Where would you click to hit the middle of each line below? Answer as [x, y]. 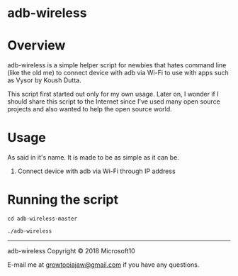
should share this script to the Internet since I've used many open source [114, 101]
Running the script [63, 200]
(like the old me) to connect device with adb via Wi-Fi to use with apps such [118, 73]
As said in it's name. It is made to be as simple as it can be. [93, 158]
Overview [36, 46]
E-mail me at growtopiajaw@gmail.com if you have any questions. [103, 265]
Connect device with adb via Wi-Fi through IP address [96, 171]
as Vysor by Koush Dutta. [44, 80]
